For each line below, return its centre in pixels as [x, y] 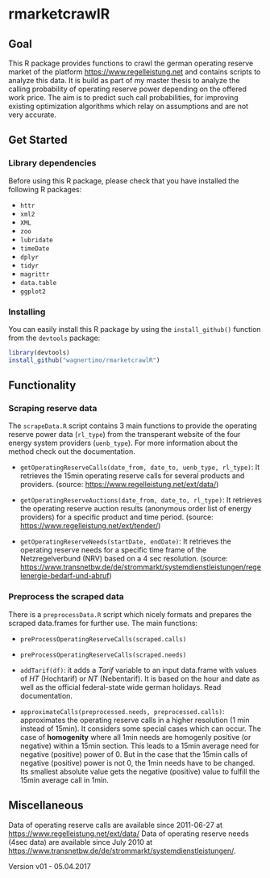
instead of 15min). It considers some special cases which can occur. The [141, 729]
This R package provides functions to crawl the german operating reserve [131, 63]
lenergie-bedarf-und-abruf [65, 576]
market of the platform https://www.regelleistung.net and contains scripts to [135, 72]
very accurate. [32, 115]
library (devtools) [39, 352]
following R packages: [45, 189]
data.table [38, 283]
